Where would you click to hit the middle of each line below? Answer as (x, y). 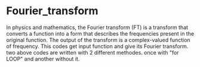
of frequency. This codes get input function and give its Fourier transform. (97, 46)
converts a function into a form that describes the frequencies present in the (100, 33)
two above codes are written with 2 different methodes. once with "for (93, 52)
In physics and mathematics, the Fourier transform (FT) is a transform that (97, 27)
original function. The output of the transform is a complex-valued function (98, 40)
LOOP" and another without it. (43, 59)
